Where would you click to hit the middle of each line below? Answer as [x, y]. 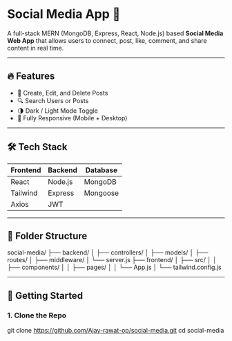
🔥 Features [31, 76]
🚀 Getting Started [45, 296]
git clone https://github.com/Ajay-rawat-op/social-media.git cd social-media [116, 331]
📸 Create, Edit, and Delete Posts [62, 93]
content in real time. [36, 48]
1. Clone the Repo [37, 315]
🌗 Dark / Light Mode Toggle [57, 111]
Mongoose [101, 193]
